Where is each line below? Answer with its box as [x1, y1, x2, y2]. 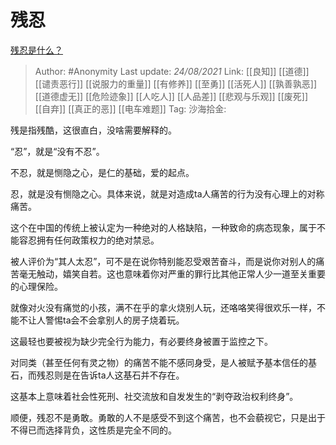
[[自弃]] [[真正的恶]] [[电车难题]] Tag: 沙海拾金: [34, 102, 227, 115]
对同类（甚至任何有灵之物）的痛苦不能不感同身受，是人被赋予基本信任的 [10, 356, 308, 368]
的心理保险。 [10, 280, 63, 292]
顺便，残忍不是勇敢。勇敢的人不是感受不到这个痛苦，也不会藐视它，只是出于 [10, 411, 326, 423]
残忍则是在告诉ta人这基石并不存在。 [36, 369, 185, 381]
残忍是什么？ [10, 44, 63, 56]
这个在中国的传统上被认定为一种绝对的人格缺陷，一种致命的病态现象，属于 [10, 221, 317, 233]
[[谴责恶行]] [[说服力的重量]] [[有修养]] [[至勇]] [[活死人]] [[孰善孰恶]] [34, 77, 318, 90]
